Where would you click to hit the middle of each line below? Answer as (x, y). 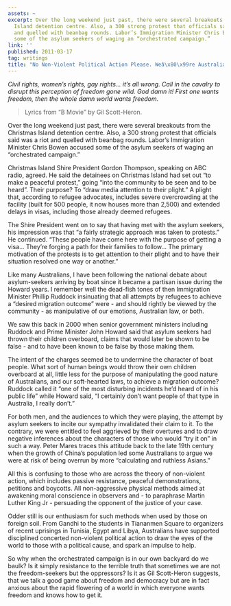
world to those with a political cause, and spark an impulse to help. (102, 545)
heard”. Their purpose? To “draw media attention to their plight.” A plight (110, 189)
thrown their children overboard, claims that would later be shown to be (109, 339)
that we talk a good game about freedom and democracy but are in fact (109, 580)
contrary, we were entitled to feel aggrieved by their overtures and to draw (113, 431)
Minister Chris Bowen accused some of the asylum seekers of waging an (111, 147)
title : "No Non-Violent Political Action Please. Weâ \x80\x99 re (101, 65)
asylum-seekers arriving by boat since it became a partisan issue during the (115, 281)
